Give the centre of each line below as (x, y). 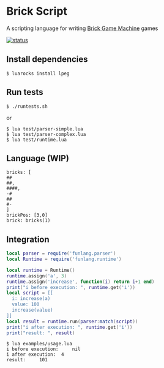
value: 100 (26, 304)
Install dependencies (47, 59)
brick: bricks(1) (28, 221)
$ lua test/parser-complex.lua (46, 134)
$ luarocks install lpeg (38, 73)
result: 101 (27, 360)
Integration (28, 239)
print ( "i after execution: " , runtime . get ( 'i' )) (69, 327)
